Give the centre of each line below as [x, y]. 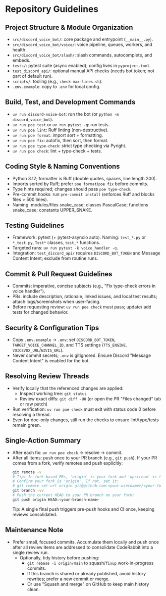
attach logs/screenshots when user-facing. [56, 302]
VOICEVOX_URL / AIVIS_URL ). [38, 350]
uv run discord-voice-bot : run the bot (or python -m [65, 114]
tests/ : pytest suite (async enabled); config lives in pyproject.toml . [82, 66]
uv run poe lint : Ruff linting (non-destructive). [60, 130]
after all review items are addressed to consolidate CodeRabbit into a [83, 547]
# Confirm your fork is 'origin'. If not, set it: [66, 481]
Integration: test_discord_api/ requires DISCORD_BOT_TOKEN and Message [86, 253]
